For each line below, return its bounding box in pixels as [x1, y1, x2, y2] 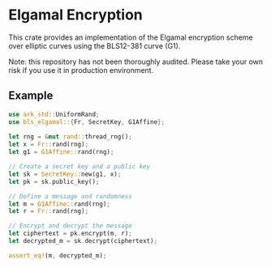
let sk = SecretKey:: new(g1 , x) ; [8, 170, 122, 178]
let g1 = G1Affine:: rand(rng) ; [8, 148, 114, 156]
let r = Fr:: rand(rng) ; [8, 207, 89, 215]
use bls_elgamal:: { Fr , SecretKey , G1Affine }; [8, 117, 165, 126]
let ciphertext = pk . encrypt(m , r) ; [8, 229, 132, 238]
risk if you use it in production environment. [8, 65, 154, 74]
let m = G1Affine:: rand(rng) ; [8, 200, 111, 208]
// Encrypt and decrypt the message [8, 222, 132, 230]
